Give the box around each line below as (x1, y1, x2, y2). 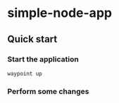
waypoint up (7, 70, 42, 77)
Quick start (7, 33, 58, 45)
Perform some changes (7, 86, 89, 96)
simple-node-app (7, 5, 113, 21)
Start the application (7, 54, 79, 64)
